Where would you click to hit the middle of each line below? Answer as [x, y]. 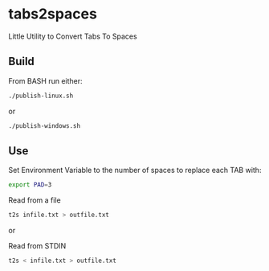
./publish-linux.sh [41, 96]
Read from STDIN [37, 246]
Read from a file [35, 200]
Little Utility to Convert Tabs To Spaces [73, 36]
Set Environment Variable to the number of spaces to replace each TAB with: [135, 170]
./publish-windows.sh [45, 125]
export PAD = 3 [30, 185]
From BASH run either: [45, 80]
